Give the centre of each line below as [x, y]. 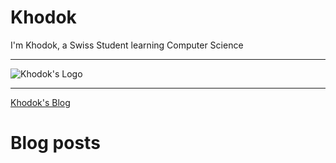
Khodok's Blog [40, 102]
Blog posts [55, 143]
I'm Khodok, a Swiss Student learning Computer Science [127, 45]
